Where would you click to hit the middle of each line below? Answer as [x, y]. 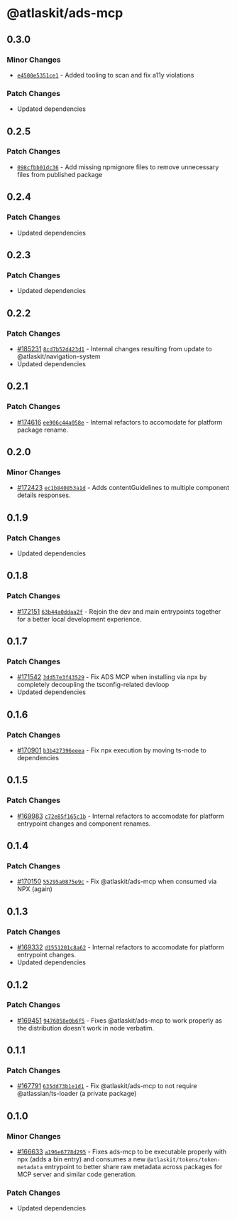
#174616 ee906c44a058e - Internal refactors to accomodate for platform [120, 422]
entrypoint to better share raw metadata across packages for [133, 1167]
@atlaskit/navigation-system [59, 356]
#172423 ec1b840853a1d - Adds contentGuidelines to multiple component [123, 488]
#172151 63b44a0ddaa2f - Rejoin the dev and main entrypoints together [119, 611]
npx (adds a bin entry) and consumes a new [81, 1159]
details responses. [44, 495]
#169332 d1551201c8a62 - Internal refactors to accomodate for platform [120, 947]
